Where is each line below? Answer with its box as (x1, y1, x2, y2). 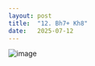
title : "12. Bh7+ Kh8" (8, 19, 89, 27)
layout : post (8, 11, 52, 20)
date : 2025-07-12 (8, 27, 74, 35)
